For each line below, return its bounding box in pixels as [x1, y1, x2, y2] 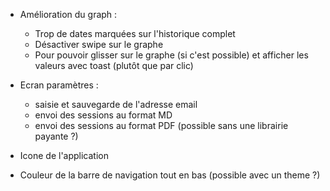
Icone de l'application [19, 150, 109, 161]
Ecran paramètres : [19, 79, 99, 91]
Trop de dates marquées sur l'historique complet [34, 28, 236, 39]
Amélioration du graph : [19, 9, 118, 20]
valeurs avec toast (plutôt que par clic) [34, 60, 194, 71]
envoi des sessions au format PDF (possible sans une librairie [34, 120, 289, 131]
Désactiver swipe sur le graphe [34, 39, 164, 50]
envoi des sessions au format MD [34, 109, 173, 121]
